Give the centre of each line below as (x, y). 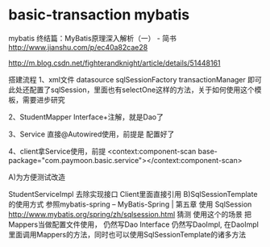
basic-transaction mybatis (99, 15)
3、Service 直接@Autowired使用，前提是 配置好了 (91, 134)
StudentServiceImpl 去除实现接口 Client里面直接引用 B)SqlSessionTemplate (133, 194)
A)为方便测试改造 (37, 177)
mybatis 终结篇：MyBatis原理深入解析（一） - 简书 (93, 38)
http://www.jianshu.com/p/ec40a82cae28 (78, 47)
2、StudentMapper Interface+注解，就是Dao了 (86, 117)
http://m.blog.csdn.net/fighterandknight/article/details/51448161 (114, 63)
